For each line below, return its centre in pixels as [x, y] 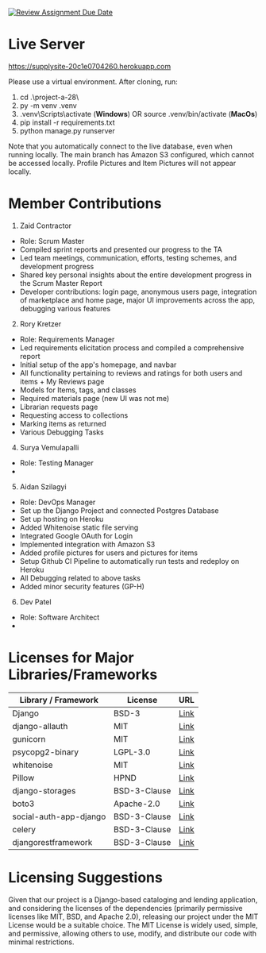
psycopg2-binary [46, 752]
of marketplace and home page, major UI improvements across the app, [137, 300]
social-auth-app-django [59, 816]
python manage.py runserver [67, 130]
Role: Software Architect [60, 617]
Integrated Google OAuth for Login [76, 535]
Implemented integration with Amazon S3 [87, 544]
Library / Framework [59, 700]
